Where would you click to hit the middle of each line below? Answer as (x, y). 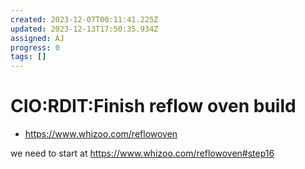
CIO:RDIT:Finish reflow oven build (153, 106)
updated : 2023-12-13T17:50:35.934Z (84, 29)
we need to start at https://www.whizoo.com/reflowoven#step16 (142, 153)
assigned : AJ (37, 38)
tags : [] (28, 57)
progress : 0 (35, 47)
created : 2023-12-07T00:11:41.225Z (84, 19)
